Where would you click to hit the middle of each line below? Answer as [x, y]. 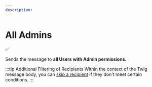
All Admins [29, 35]
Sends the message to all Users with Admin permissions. [66, 59]
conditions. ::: [20, 79]
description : [19, 10]
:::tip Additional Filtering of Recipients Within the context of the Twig [77, 69]
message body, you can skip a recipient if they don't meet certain [74, 74]
